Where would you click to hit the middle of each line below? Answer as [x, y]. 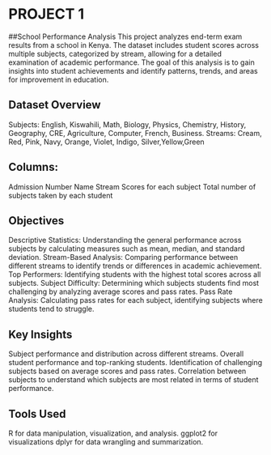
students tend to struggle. [51, 309]
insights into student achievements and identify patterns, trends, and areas [133, 70]
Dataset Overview [55, 105]
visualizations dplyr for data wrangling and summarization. [106, 442]
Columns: [34, 167]
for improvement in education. [59, 79]
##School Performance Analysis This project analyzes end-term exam [125, 36]
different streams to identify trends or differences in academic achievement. [135, 266]
